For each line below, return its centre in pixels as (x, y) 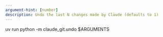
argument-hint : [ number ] (32, 10)
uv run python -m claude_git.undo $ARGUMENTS (57, 29)
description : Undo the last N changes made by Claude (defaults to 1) (82, 15)
